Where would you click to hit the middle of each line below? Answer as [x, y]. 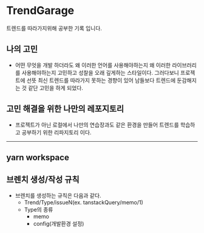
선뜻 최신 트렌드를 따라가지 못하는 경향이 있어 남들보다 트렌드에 [101, 80]
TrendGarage [40, 11]
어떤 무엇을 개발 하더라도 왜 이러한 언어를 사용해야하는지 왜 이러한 [93, 65]
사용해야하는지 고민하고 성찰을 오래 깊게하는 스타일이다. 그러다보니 [100, 72]
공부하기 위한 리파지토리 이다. [56, 132]
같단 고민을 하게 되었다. [56, 88]
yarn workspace [38, 157]
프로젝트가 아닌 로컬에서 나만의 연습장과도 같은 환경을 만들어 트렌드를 [97, 125]
